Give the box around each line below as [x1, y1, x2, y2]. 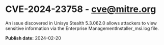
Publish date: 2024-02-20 [5, 35, 61, 41]
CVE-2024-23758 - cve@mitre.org [5, 3, 156, 15]
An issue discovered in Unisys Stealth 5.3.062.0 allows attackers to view [5, 20, 157, 26]
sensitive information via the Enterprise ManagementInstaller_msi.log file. [5, 25, 159, 31]
